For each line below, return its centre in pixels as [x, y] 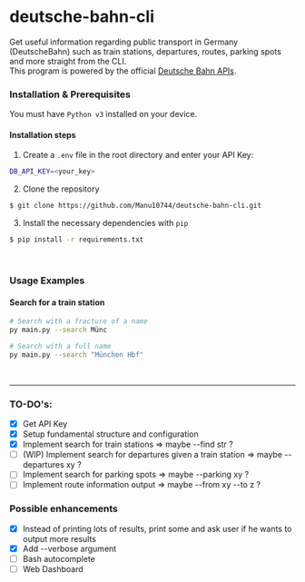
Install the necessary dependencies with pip [105, 223]
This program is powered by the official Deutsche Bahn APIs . [123, 71]
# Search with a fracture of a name [79, 321]
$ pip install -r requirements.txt [77, 240]
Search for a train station [57, 302]
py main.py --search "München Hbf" [77, 355]
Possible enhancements [64, 508]
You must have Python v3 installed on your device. [103, 114]
